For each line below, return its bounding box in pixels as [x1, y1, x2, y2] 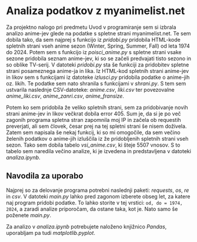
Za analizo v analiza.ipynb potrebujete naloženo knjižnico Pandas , [6, 223, 167, 230]
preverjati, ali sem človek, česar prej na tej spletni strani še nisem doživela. [6, 122, 187, 130]
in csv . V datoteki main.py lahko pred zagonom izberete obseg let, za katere [6, 193, 191, 200]
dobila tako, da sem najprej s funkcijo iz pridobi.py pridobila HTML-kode [6, 36, 181, 43]
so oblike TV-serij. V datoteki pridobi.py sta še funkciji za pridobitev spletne [6, 61, 189, 68]
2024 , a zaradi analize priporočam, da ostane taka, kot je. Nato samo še [6, 205, 178, 213]
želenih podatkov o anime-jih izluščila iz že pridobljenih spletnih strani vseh [6, 135, 189, 142]
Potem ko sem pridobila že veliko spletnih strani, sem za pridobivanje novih [6, 104, 188, 111]
